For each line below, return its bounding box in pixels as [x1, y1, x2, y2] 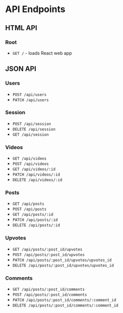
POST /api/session [12, 121, 51, 126]
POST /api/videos [12, 162, 49, 167]
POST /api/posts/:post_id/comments [12, 292, 87, 297]
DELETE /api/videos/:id [12, 178, 63, 183]
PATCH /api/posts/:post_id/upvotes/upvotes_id [12, 258, 112, 263]
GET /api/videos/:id [12, 167, 56, 172]
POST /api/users [12, 92, 47, 97]
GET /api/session [12, 132, 49, 137]
